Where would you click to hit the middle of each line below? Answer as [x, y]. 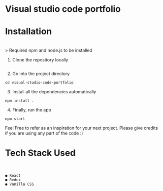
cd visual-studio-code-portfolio [39, 83]
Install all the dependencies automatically [54, 92]
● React [13, 176]
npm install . [20, 101]
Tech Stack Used [40, 153]
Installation [29, 32]
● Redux [13, 180]
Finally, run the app [32, 110]
